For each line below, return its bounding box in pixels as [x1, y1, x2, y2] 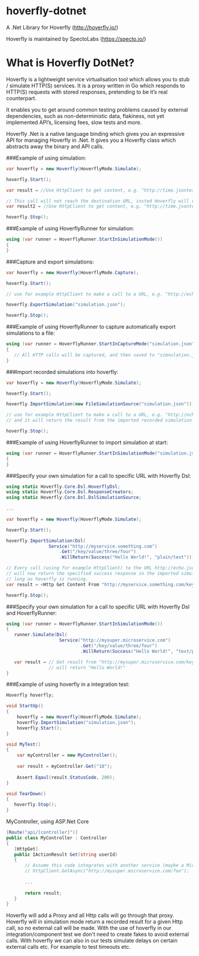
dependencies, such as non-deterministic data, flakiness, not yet [6, 112, 165, 119]
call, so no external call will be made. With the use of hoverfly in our [6, 925, 172, 932]
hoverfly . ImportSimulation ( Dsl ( [6, 538, 86, 544]
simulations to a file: [6, 329, 55, 336]
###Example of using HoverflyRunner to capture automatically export [6, 323, 176, 331]
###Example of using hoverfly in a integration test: [6, 681, 130, 688]
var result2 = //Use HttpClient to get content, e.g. [6, 204, 142, 209]
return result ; [24, 890, 62, 896]
